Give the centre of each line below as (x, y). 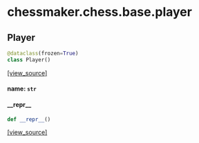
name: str (22, 89)
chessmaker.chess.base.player (99, 12)
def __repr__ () (29, 119)
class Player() (29, 59)
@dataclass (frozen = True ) (43, 53)
